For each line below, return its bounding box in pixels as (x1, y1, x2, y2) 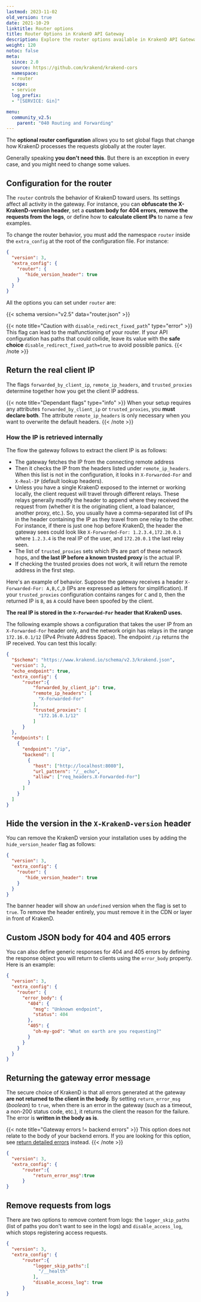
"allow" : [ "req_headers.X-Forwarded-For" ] (32, 774, 141, 780)
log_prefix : (11, 92, 42, 98)
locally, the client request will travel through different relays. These (14, 490, 179, 498)
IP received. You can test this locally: (6, 640, 97, 647)
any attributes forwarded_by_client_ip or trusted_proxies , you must (6, 405, 175, 413)
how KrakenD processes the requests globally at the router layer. (6, 143, 166, 150)
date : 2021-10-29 (6, 20, 50, 26)
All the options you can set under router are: (6, 299, 117, 306)
